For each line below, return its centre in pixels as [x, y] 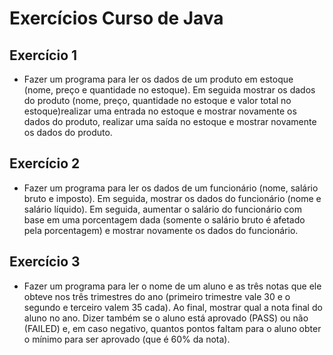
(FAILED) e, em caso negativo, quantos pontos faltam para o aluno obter [172, 328]
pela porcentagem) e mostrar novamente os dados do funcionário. [161, 230]
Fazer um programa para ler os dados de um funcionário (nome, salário [171, 188]
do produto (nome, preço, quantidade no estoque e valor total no [157, 100]
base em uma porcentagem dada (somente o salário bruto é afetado [164, 219]
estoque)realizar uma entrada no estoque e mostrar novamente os [160, 111]
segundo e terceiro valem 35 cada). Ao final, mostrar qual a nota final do [173, 307]
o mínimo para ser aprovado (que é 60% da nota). [127, 339]
